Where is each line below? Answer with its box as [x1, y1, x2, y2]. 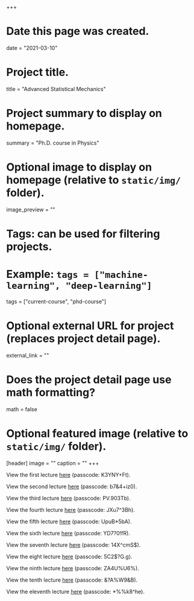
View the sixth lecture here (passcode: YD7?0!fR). [6, 529, 131, 536]
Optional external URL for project [6, 319, 174, 333]
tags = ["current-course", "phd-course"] [6, 298, 107, 305]
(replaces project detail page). [6, 332, 161, 345]
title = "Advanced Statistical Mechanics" [6, 85, 107, 92]
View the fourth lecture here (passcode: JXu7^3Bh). [6, 506, 136, 513]
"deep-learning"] [65, 280, 152, 292]
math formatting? [6, 386, 95, 399]
